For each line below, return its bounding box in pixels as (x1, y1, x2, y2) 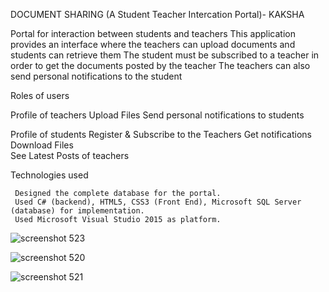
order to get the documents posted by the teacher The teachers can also (10, 60, 311, 71)
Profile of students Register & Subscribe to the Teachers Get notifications (10, 129, 312, 140)
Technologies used (10, 169, 89, 181)
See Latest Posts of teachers (10, 150, 130, 161)
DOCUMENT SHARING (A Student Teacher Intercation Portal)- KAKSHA (10, 9, 305, 20)
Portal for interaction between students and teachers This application (10, 28, 296, 39)
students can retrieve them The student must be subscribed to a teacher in (10, 49, 320, 61)
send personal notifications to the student (10, 70, 183, 82)
